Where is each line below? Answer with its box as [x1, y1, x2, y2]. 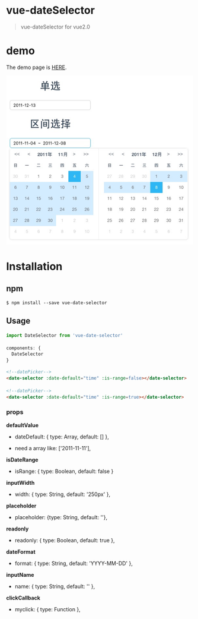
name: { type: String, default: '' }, [14, 583, 95, 590]
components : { [6, 345, 41, 351]
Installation [6, 260, 63, 273]
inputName [6, 571, 34, 578]
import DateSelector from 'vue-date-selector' [6, 332, 123, 339]
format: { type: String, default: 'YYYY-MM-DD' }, [14, 560, 133, 567]
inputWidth [6, 479, 35, 486]
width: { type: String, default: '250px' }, [14, 491, 111, 498]
